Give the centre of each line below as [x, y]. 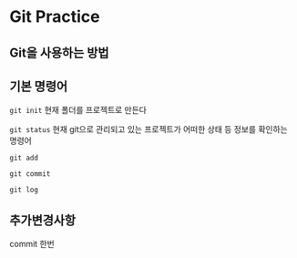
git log [24, 190]
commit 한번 [32, 244]
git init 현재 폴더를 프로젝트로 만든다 [78, 110]
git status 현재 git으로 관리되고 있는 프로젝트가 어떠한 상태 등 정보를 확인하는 [149, 129]
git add [24, 158]
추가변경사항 [42, 220]
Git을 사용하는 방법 [59, 52]
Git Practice [55, 17]
